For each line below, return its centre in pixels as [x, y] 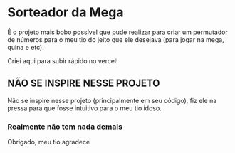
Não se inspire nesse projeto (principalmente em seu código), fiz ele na [112, 100]
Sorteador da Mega [66, 12]
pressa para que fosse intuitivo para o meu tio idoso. [84, 108]
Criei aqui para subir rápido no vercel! [63, 60]
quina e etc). [26, 47]
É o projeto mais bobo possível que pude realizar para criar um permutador [117, 32]
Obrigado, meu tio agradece [49, 142]
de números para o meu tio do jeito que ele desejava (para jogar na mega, [116, 39]
